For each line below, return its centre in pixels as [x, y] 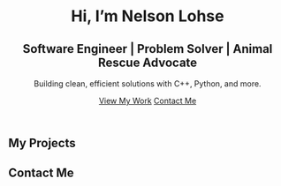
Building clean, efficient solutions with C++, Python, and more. [148, 84]
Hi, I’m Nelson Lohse [148, 16]
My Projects [42, 143]
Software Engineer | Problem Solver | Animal [148, 49]
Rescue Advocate [148, 62]
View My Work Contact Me [148, 100]
